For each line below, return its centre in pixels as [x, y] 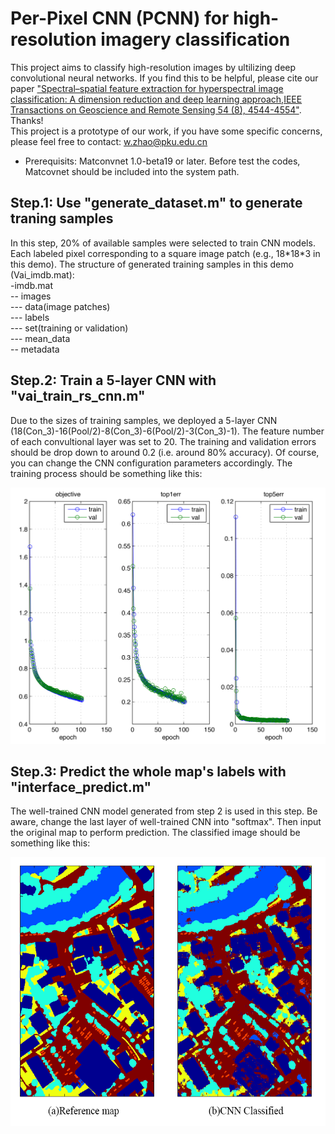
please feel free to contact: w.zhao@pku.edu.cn [109, 141]
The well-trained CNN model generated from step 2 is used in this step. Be [164, 811]
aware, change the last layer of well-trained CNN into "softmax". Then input [166, 822]
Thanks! [27, 120]
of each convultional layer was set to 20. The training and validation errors [163, 441]
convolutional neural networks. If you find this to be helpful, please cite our [164, 78]
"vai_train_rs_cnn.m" [78, 396]
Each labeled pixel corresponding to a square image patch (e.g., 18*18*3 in [165, 253]
